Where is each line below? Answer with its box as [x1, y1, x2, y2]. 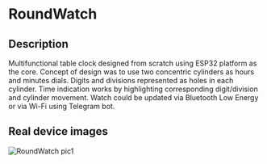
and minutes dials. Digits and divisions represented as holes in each [8, 76, 234, 85]
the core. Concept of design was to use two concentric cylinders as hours [8, 67, 255, 77]
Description [8, 37, 69, 51]
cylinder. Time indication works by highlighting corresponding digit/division [8, 84, 258, 94]
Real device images [8, 124, 109, 138]
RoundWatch [8, 5, 98, 23]
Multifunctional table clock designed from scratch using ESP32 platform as [8, 58, 257, 68]
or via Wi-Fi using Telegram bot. [8, 102, 115, 111]
